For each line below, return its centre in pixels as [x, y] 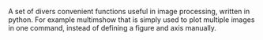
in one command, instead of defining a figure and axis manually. [113, 28]
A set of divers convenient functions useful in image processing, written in [129, 11]
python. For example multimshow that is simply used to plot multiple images [131, 20]
